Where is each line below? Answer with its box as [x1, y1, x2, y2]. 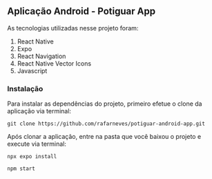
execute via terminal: [7, 140, 67, 148]
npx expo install [7, 153, 57, 160]
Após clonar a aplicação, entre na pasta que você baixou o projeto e [7, 133, 202, 141]
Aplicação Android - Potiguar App [7, 6, 156, 17]
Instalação [7, 84, 44, 93]
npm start [7, 165, 36, 172]
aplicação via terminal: [7, 107, 71, 115]
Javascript [17, 66, 48, 75]
